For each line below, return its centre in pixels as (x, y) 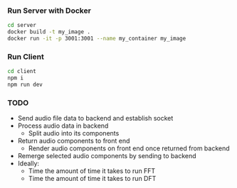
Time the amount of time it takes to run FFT (92, 171)
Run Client (26, 57)
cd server (22, 26)
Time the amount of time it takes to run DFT (92, 179)
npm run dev (25, 84)
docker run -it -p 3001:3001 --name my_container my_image (97, 39)
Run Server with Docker (49, 11)
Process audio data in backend (63, 126)
